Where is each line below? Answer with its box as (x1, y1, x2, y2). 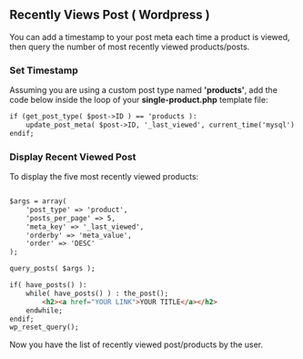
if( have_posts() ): (9, 281, 88, 290)
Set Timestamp (9, 64, 79, 77)
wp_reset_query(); (9, 323, 79, 332)
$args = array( (9, 197, 67, 206)
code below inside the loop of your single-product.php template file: (9, 95, 268, 106)
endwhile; (25, 305, 64, 315)
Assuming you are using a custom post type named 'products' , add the (9, 85, 278, 96)
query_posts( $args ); (9, 264, 96, 273)
